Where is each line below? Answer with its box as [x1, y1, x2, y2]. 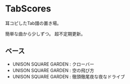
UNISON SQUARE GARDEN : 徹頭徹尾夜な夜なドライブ [12, 73, 125, 79]
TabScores [5, 3, 51, 14]
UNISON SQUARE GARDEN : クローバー [12, 61, 94, 67]
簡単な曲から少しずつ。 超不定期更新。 [5, 30, 86, 36]
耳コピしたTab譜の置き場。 [5, 20, 62, 26]
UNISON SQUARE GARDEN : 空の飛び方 [12, 67, 94, 73]
